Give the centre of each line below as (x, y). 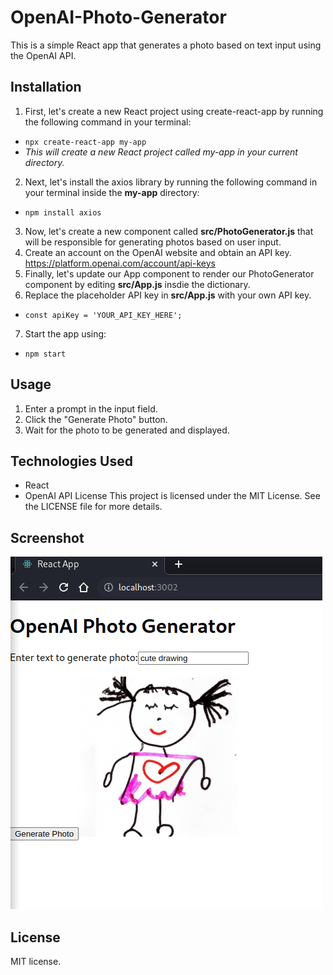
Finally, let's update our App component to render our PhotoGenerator (169, 273)
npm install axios (63, 212)
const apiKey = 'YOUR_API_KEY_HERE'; (103, 315)
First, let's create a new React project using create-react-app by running (174, 111)
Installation (46, 87)
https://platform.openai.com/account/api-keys (120, 263)
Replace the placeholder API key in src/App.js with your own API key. (168, 295)
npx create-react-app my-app (85, 142)
